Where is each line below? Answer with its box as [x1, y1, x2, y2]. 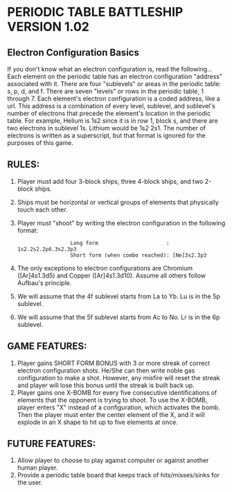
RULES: [7, 159, 40, 171]
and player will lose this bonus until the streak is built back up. [17, 381, 195, 389]
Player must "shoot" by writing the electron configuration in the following [17, 219, 226, 227]
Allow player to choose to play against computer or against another [17, 456, 209, 465]
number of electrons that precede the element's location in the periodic [7, 109, 211, 117]
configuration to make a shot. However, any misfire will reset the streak [17, 373, 220, 382]
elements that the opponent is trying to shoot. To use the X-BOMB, [17, 396, 208, 404]
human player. [17, 464, 58, 472]
